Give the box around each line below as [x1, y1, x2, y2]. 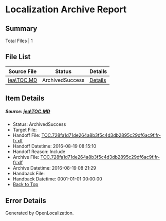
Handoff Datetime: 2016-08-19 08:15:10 [12, 143, 97, 150]
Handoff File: [12, 132, 41, 138]
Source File [8, 68, 37, 75]
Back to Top [12, 181, 39, 188]
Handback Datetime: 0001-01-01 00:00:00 [12, 176, 103, 182]
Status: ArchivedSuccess [12, 121, 66, 127]
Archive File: [12, 154, 40, 160]
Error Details [5, 196, 46, 205]
